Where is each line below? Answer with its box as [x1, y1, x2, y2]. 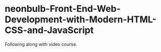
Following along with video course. [5, 41, 77, 47]
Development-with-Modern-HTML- [5, 14, 157, 25]
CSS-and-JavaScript [5, 25, 94, 36]
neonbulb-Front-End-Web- [5, 3, 121, 15]
